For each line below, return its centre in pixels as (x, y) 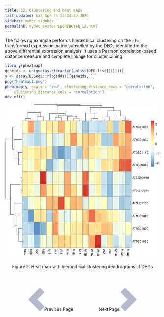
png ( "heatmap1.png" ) (26, 81)
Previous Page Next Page (82, 309)
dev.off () (15, 97)
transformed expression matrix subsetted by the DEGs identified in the (76, 46)
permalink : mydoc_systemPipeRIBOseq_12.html (51, 26)
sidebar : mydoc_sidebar (29, 21)
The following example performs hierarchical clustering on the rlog (73, 41)
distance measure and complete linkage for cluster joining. (64, 56)
